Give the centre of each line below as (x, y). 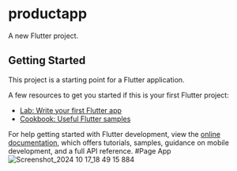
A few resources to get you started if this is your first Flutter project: (118, 95)
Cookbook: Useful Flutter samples (75, 119)
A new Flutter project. (43, 36)
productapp (48, 14)
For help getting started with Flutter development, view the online (115, 134)
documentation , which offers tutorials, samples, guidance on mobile (118, 142)
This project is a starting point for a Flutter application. (96, 79)
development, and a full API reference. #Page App (90, 150)
